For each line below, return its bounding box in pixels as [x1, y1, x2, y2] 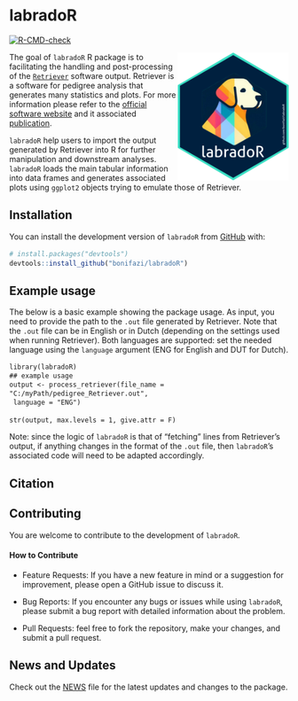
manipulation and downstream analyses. [9, 153, 157, 164]
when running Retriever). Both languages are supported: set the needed [9, 335, 272, 346]
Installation [9, 207, 73, 222]
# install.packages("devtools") [9, 249, 129, 258]
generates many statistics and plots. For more [9, 90, 176, 100]
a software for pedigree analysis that [9, 80, 144, 90]
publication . [9, 117, 52, 129]
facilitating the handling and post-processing [9, 61, 173, 72]
